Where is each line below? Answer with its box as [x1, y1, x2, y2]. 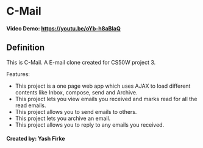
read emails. [15, 102, 46, 109]
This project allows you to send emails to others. [15, 108, 137, 115]
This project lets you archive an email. [15, 115, 111, 122]
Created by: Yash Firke [6, 135, 65, 143]
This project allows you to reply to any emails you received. [15, 121, 165, 129]
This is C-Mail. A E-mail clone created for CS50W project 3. [6, 58, 156, 66]
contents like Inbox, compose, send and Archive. [15, 88, 138, 96]
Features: [6, 70, 30, 77]
